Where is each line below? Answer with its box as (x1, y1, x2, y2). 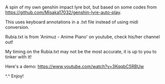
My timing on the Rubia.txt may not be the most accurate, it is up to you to (5, 49, 157, 54)
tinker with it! (5, 54, 32, 60)
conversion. (5, 24, 29, 30)
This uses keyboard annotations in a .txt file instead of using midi (5, 19, 138, 25)
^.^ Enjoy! (5, 73, 24, 79)
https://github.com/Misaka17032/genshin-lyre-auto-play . (5, 9, 122, 15)
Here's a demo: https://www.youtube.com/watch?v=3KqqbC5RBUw (5, 64, 144, 69)
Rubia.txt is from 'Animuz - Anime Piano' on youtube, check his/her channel (5, 34, 160, 40)
